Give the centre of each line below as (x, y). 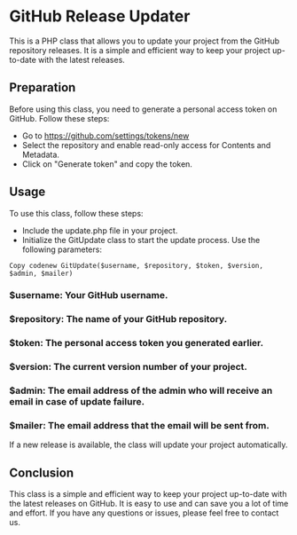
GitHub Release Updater (100, 16)
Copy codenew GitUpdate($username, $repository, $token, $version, (137, 265)
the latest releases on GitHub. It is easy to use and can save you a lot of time (149, 504)
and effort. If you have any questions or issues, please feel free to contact (144, 513)
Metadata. (41, 154)
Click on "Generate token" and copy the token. (107, 164)
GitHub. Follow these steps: (59, 118)
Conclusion (42, 472)
